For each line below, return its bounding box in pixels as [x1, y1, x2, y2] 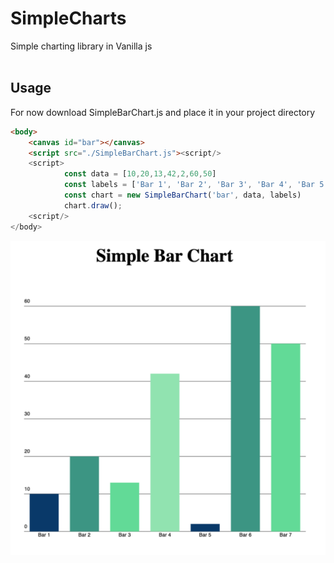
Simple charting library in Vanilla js [10, 40, 153, 52]
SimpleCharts [10, 7, 127, 30]
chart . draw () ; [63, 200, 123, 211]
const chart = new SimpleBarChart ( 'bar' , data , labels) [63, 190, 302, 200]
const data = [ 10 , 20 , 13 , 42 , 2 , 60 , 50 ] [63, 169, 217, 179]
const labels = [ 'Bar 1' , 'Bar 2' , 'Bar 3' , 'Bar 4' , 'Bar [63, 180, 315, 190]
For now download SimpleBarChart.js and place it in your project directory [10, 106, 316, 118]
